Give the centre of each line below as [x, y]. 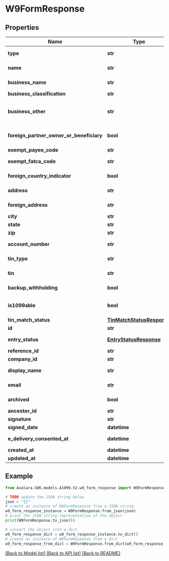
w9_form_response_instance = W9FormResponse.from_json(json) [71, 511]
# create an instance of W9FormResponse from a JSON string [70, 506]
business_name [27, 82]
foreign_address [28, 205]
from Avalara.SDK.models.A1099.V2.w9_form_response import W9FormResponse [85, 488]
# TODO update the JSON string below [45, 497]
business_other [27, 111]
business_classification [37, 94]
